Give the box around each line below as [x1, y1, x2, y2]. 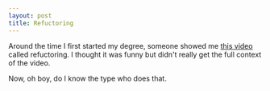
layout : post [8, 11, 52, 20]
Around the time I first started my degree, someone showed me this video [8, 41, 253, 50]
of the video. [8, 57, 51, 68]
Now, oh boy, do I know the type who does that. [8, 73, 167, 83]
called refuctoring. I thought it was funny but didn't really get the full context [8, 49, 262, 59]
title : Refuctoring [8, 19, 74, 27]
